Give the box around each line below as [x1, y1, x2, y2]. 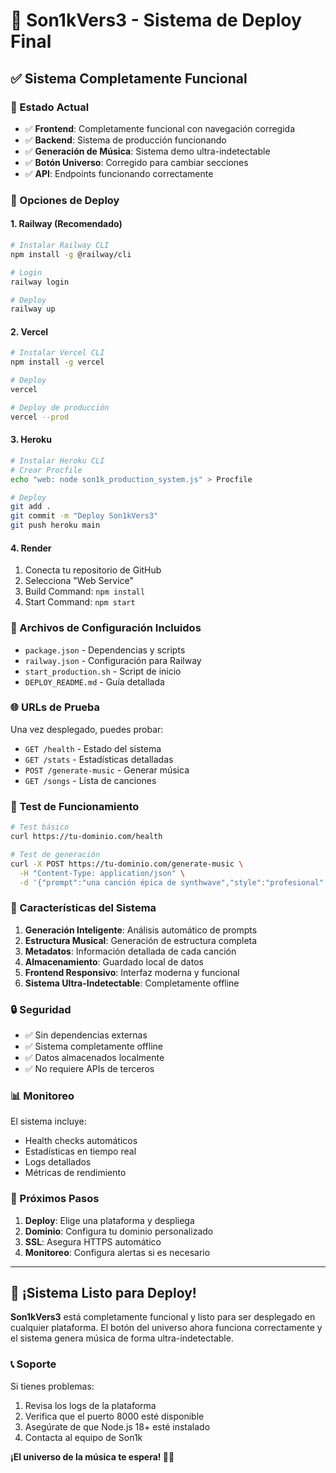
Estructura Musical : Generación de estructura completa [24, 934, 258, 946]
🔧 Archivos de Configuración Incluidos [10, 621, 202, 635]
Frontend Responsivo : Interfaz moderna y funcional [24, 966, 240, 978]
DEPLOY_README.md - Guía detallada [24, 675, 165, 688]
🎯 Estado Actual [10, 100, 90, 114]
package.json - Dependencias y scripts [24, 644, 186, 656]
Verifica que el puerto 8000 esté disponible [24, 1410, 205, 1422]
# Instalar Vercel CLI [10, 348, 105, 358]
